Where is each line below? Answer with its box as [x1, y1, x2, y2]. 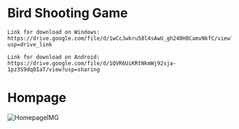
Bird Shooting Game [7, 5, 128, 21]
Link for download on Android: [7, 53, 100, 61]
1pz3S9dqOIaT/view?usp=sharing [7, 66, 100, 73]
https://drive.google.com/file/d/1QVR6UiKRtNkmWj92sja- [7, 59, 176, 67]
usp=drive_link [7, 41, 53, 48]
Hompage [7, 90, 67, 106]
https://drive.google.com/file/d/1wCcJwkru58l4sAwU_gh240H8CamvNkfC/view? [7, 34, 234, 42]
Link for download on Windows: [7, 29, 100, 36]
